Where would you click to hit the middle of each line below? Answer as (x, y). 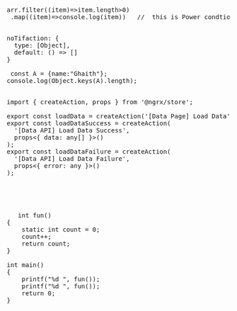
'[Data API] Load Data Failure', (72, 159)
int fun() (35, 215)
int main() (25, 265)
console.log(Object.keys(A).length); (72, 81)
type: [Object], (42, 45)
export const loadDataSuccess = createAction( (89, 123)
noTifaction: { (33, 38)
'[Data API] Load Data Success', (72, 130)
